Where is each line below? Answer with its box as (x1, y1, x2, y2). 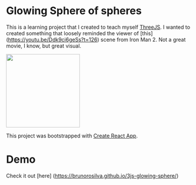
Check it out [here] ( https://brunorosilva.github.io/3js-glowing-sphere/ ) (6, 172, 179, 179)
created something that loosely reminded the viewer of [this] (6, 29, 153, 36)
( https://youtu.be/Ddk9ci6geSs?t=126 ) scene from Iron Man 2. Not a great (6, 36, 186, 43)
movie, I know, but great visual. (6, 42, 81, 49)
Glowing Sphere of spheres (6, 4, 142, 18)
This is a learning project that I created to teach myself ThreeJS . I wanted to (6, 23, 190, 31)
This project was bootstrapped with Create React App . (6, 132, 138, 139)
